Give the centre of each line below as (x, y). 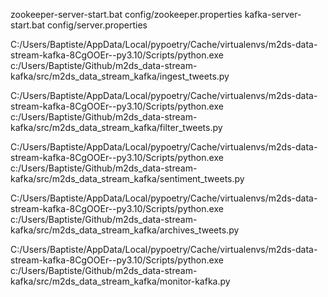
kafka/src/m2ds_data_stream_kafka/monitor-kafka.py (120, 281)
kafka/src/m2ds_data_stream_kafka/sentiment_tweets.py (127, 178)
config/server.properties (97, 25)
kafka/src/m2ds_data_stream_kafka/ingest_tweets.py (120, 76)
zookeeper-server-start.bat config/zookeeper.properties (126, 14)
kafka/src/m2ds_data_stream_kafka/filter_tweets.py (116, 127)
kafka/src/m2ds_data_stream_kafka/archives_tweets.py (125, 230)
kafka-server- (273, 14)
